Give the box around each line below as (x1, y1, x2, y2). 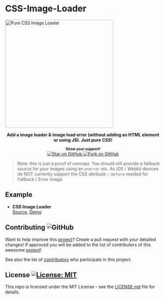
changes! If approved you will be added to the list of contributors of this (5, 242, 151, 248)
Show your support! (65, 146, 101, 151)
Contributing (5, 223, 45, 232)
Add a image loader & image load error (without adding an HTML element (6, 131, 160, 137)
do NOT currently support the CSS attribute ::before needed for (17, 171, 148, 177)
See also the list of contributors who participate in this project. (5, 256, 132, 262)
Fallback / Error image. (17, 176, 64, 182)
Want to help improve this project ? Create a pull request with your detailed (5, 236, 157, 242)
